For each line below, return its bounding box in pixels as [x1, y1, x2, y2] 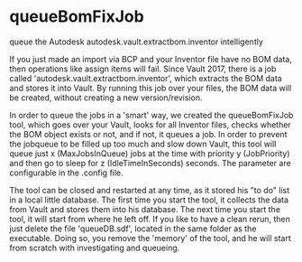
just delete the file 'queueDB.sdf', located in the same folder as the [9, 223, 257, 234]
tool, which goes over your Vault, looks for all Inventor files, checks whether [9, 119, 291, 130]
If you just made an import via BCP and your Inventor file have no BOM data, [9, 53, 293, 64]
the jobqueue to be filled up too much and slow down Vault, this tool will [9, 138, 277, 149]
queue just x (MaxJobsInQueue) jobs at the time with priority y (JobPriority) [9, 147, 290, 159]
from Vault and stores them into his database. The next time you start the [9, 203, 281, 214]
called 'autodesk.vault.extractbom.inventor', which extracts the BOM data [9, 72, 282, 83]
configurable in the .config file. [9, 167, 124, 178]
